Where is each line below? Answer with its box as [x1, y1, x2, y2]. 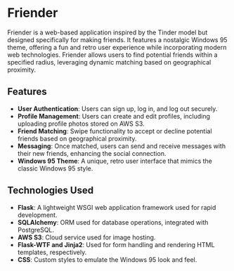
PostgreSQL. [17, 225, 55, 234]
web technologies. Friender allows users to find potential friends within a [7, 51, 218, 59]
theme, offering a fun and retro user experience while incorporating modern [7, 43, 227, 51]
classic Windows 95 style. [17, 164, 93, 173]
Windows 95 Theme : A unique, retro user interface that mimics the [17, 157, 212, 165]
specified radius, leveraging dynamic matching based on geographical [7, 58, 212, 66]
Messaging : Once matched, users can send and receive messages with [17, 142, 226, 150]
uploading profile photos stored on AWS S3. [17, 119, 145, 128]
